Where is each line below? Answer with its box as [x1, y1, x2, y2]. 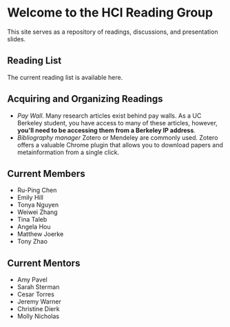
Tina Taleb [17, 215, 48, 224]
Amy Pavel [17, 275, 48, 284]
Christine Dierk [17, 305, 60, 313]
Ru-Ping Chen [17, 186, 57, 194]
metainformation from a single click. [17, 148, 119, 156]
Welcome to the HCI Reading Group [7, 5, 213, 21]
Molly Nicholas [17, 312, 60, 321]
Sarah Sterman [17, 283, 60, 291]
